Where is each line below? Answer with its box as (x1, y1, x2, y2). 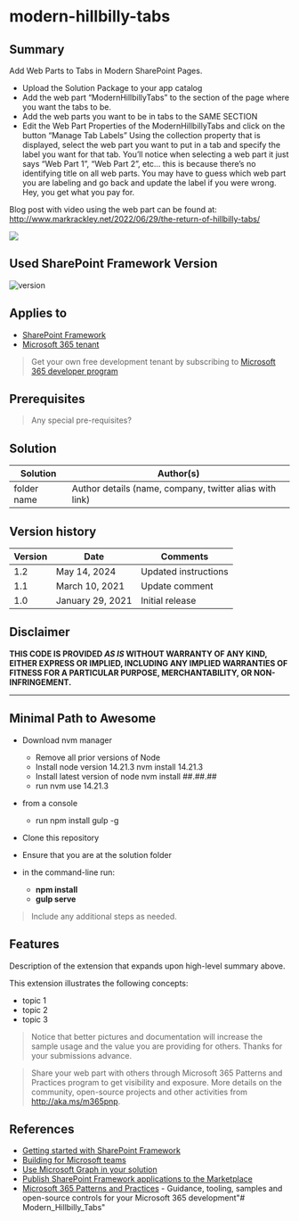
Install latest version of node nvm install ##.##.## (35, 771, 217, 781)
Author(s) (157, 467, 200, 480)
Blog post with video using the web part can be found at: (9, 204, 218, 215)
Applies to (9, 306, 68, 321)
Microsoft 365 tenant (21, 339, 100, 350)
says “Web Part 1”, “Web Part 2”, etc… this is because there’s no (21, 159, 256, 169)
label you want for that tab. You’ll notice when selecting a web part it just (21, 149, 289, 160)
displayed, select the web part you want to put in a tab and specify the (21, 140, 281, 150)
